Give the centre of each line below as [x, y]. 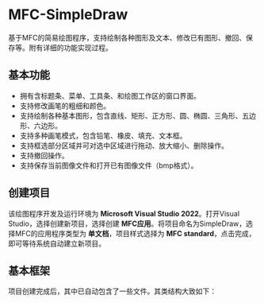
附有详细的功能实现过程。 [71, 47]
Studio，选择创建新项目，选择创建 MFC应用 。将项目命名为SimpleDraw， [127, 223]
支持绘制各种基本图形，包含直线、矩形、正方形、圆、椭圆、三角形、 [131, 115]
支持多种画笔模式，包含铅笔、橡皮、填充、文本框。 [103, 135]
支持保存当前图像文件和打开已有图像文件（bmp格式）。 [109, 165]
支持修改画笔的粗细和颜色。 [65, 106]
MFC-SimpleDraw [68, 15]
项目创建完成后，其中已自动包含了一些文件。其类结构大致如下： [112, 291]
